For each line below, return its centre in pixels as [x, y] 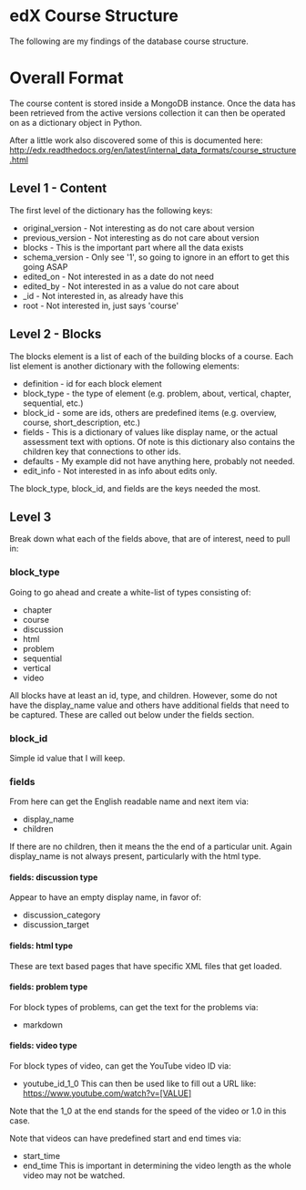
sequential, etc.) [53, 403]
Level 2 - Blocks [56, 334]
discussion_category [61, 915]
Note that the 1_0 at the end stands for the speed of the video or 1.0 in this [148, 1111]
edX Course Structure [94, 16]
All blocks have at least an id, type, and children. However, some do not [143, 695]
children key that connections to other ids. [102, 451]
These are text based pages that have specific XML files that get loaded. [146, 966]
